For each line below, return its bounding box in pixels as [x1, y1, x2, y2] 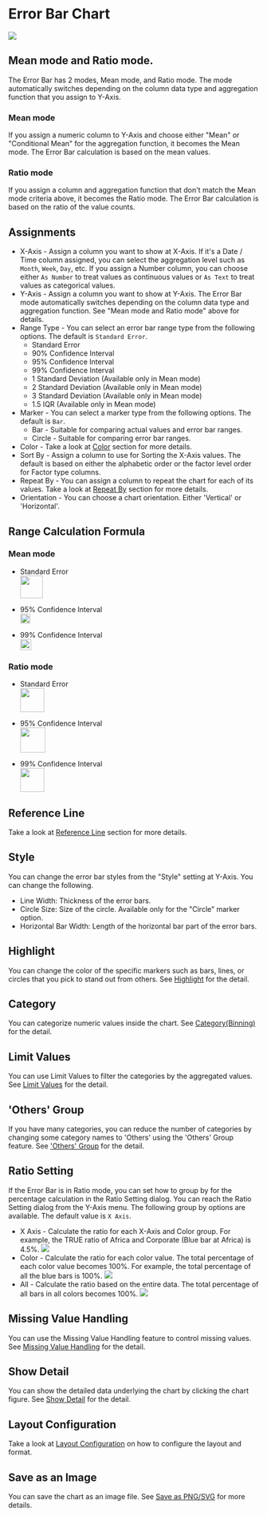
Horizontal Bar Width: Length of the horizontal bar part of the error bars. [19, 921, 257, 931]
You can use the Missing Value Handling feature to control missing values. [8, 1333, 252, 1343]
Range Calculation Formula [8, 524, 146, 538]
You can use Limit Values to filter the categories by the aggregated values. [8, 1072, 253, 1081]
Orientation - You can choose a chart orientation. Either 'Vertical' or [19, 493, 241, 503]
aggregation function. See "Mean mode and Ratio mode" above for [19, 306, 240, 316]
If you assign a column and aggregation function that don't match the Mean [8, 185, 257, 195]
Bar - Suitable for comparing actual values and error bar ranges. [31, 425, 243, 435]
